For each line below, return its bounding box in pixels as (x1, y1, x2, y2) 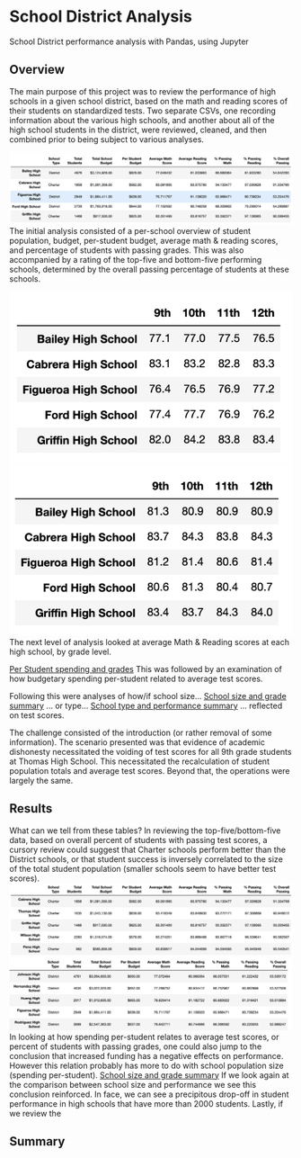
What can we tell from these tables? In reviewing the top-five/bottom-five (9, 825, 281, 836)
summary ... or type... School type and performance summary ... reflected (9, 700, 283, 711)
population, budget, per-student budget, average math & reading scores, (9, 236, 279, 247)
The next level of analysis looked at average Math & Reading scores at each (9, 636, 290, 647)
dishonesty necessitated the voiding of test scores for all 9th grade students (9, 746, 292, 757)
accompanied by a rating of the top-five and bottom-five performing (9, 255, 262, 265)
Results (9, 801, 53, 816)
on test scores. (9, 709, 65, 721)
